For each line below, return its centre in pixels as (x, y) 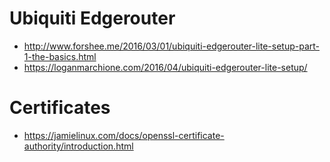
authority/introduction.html (78, 146)
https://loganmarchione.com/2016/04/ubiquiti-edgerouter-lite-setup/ (165, 67)
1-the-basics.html (60, 56)
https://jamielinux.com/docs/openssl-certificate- (124, 135)
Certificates (60, 108)
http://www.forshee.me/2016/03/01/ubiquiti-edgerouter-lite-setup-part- (172, 46)
